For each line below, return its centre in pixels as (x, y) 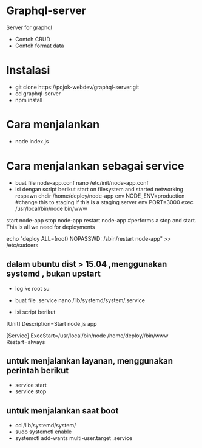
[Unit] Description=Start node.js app (52, 323)
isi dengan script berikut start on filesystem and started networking (99, 189)
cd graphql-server (38, 93)
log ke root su (32, 288)
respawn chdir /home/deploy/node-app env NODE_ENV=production (100, 196)
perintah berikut (38, 370)
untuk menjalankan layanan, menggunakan (89, 361)
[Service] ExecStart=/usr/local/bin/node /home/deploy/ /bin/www (87, 336)
